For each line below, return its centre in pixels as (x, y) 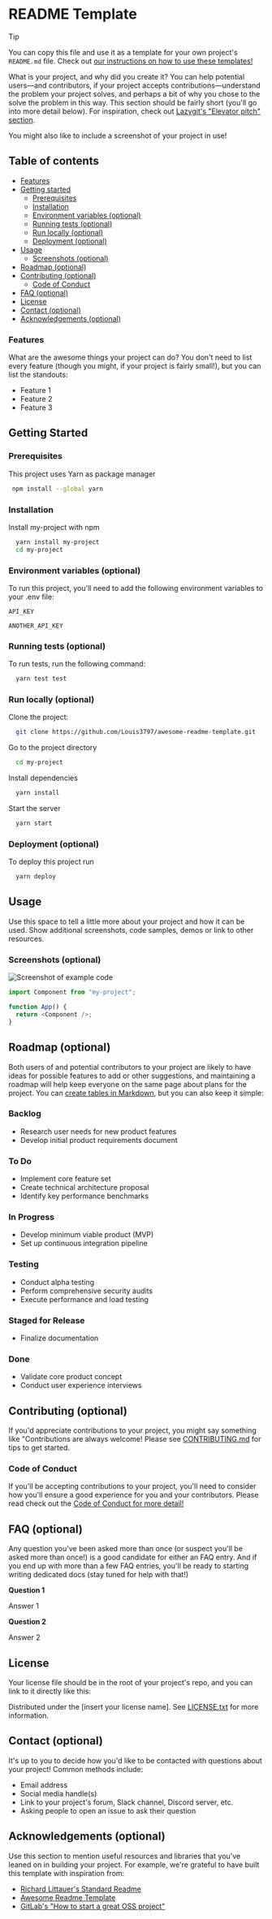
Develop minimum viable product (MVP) (87, 1235)
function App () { (38, 1007)
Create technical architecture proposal (84, 1188)
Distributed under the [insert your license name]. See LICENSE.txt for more (134, 1707)
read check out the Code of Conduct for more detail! (96, 1503)
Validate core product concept (71, 1377)
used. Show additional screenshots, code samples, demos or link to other (131, 929)
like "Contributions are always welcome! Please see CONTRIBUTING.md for (135, 1439)
